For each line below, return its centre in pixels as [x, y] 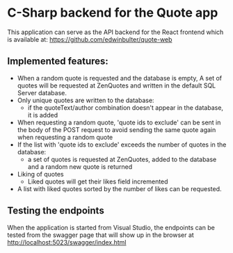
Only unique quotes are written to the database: [86, 100]
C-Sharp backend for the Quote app [113, 13]
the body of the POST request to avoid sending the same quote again [116, 129]
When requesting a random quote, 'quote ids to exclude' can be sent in [119, 122]
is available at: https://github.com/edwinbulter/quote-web [90, 39]
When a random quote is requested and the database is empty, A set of [120, 78]
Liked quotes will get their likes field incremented [98, 181]
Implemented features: [58, 62]
